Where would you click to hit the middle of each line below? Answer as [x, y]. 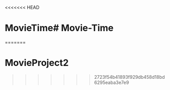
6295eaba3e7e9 [112, 82]
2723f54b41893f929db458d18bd [130, 77]
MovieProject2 [37, 63]
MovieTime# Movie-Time [59, 28]
